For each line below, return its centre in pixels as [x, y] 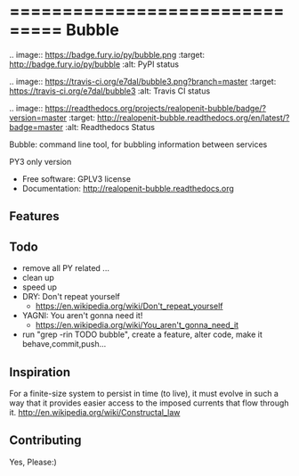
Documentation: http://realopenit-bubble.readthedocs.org [128, 188]
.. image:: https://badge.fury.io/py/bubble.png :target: [107, 54]
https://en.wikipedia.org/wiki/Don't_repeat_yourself [129, 306]
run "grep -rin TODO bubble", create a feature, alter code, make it [142, 334]
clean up [38, 278]
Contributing [45, 441]
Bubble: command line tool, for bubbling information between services [138, 144]
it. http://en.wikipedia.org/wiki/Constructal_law [95, 412]
